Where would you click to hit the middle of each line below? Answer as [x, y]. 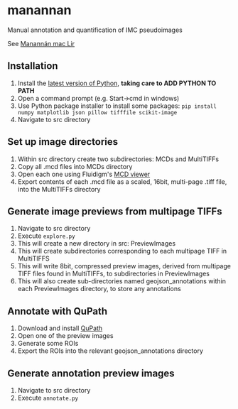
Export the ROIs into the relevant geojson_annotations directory [110, 351]
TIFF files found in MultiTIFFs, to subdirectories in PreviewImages [113, 274]
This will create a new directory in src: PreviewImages [97, 244]
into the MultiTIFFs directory [59, 189]
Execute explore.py [47, 236]
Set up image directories [63, 142]
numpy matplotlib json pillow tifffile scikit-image [97, 112]
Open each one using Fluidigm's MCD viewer [84, 174]
